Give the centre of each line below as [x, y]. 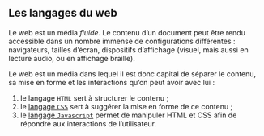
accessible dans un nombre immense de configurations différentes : [122, 41]
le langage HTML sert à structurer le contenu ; [94, 98]
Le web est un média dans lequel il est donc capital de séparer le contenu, [132, 74]
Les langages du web [63, 13]
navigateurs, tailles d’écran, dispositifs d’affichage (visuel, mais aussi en [128, 49]
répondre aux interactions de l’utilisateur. [88, 123]
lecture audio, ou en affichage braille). [72, 58]
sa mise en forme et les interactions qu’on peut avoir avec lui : [112, 82]
